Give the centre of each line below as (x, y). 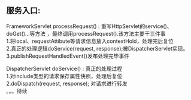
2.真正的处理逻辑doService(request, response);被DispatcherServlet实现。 (97, 48)
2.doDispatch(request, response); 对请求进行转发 (67, 83)
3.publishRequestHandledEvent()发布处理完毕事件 (68, 56)
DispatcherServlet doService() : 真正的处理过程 (64, 68)
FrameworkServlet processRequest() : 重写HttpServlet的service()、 (89, 26)
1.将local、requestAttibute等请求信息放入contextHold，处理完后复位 (90, 41)
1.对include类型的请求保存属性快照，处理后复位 (64, 76)
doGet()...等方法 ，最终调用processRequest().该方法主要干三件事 (86, 33)
